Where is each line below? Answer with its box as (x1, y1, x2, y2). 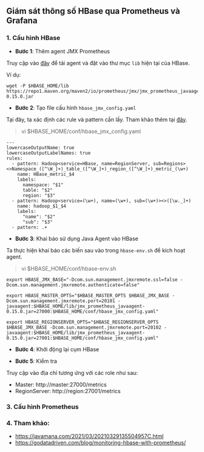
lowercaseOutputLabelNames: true (6, 150, 91, 156)
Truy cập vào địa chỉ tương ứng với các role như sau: (6, 369, 138, 376)
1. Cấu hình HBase (6, 34, 61, 42)
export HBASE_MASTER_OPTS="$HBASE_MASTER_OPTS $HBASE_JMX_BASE (6, 292, 170, 299)
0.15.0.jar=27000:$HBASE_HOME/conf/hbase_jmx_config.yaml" (6, 308, 159, 314)
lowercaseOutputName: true (6, 144, 75, 150)
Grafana (6, 16, 38, 26)
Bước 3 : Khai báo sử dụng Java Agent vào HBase (15, 235, 138, 242)
